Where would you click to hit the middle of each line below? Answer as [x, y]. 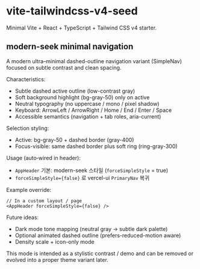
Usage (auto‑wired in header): [44, 158]
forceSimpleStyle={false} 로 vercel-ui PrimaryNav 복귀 [82, 178]
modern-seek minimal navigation [70, 47]
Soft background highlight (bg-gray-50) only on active [82, 97]
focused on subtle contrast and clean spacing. [64, 67]
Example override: [29, 190]
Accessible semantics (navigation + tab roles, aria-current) [88, 116]
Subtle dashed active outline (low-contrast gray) [75, 91]
